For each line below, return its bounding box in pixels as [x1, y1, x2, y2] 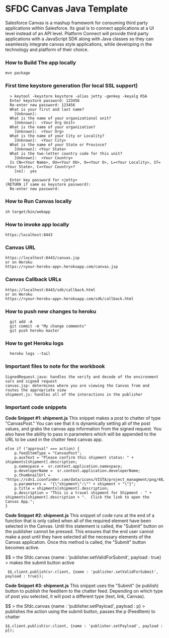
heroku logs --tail [10, 351, 51, 356]
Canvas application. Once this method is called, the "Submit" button [5, 539, 146, 545]
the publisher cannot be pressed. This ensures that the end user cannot [5, 528, 154, 534]
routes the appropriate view [5, 388, 66, 393]
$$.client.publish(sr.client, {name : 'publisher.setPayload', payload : [5, 623, 163, 628]
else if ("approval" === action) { [5, 446, 80, 451]
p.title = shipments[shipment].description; [14, 486, 109, 491]
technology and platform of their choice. [5, 46, 89, 52]
